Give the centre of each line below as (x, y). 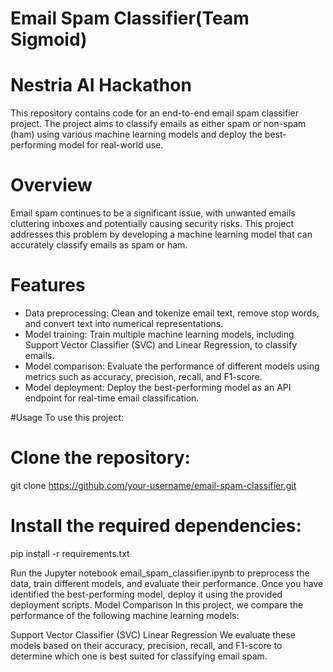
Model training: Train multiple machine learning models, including (159, 334)
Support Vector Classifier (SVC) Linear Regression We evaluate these (153, 634)
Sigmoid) (49, 39)
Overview (51, 185)
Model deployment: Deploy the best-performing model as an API (158, 387)
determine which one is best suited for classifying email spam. (139, 656)
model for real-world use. (111, 145)
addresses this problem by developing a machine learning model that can (161, 234)
